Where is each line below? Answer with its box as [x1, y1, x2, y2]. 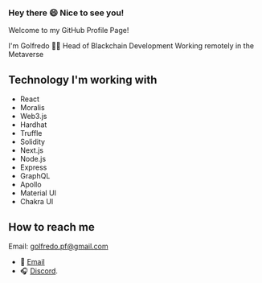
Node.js [19, 154, 47, 164]
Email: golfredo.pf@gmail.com [8, 241, 108, 251]
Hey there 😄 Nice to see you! [8, 7, 125, 18]
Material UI [19, 188, 57, 198]
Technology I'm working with [8, 72, 158, 87]
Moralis [19, 103, 46, 113]
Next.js [19, 146, 44, 155]
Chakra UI [19, 197, 54, 207]
